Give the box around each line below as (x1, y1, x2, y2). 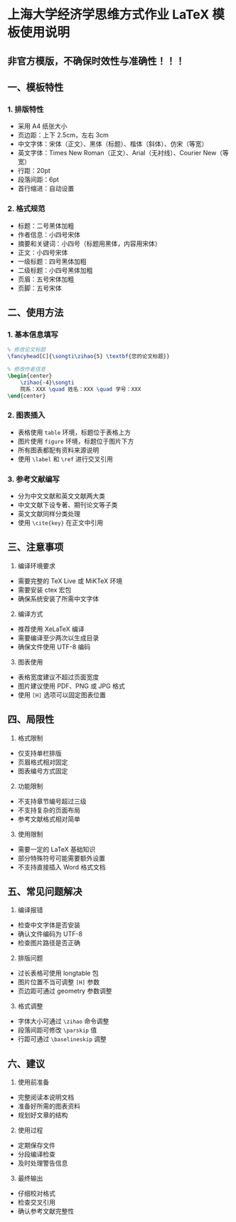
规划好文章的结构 (17, 1111, 68, 1119)
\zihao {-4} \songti (20, 379, 75, 386)
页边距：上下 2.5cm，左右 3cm (17, 131, 109, 140)
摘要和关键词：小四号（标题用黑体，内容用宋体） (17, 239, 161, 248)
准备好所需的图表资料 (17, 1102, 80, 1111)
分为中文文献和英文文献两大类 (17, 491, 105, 500)
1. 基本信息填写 (7, 329, 59, 339)
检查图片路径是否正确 (17, 939, 80, 947)
